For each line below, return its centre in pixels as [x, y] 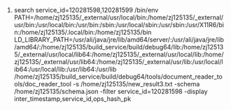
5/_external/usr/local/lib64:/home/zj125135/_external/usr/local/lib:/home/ [119, 54]
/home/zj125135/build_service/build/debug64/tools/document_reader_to [118, 77]
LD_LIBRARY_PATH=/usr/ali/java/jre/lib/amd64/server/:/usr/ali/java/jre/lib [119, 40]
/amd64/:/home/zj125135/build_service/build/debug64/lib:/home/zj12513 [119, 47]
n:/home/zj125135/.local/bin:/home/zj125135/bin [83, 32]
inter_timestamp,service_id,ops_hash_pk [72, 99]
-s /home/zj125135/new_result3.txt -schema [136, 84]
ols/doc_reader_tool [43, 84]
